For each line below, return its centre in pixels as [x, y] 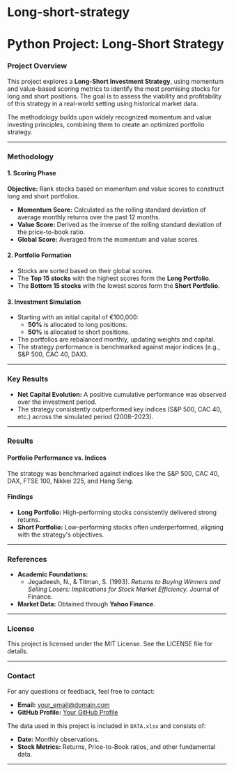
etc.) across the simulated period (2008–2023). [85, 416]
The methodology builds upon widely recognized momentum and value [109, 117]
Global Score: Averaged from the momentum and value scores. [108, 239]
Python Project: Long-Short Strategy [116, 44]
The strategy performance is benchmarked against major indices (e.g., [119, 347]
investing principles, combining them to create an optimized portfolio [106, 124]
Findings [20, 497]
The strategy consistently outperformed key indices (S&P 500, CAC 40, [119, 409]
